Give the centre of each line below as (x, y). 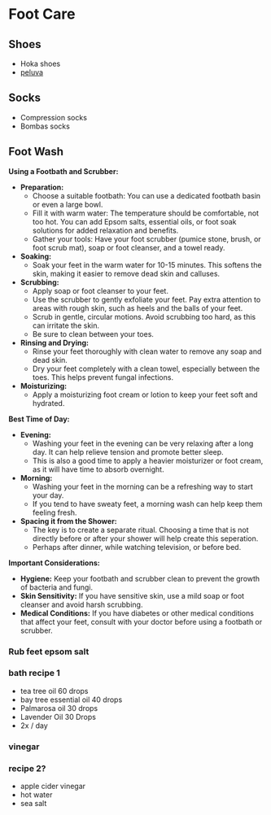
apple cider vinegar (53, 787)
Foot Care (42, 14)
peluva (31, 72)
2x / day (34, 726)
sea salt (33, 804)
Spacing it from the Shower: (69, 521)
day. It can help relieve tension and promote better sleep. (128, 451)
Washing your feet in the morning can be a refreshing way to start (143, 486)
